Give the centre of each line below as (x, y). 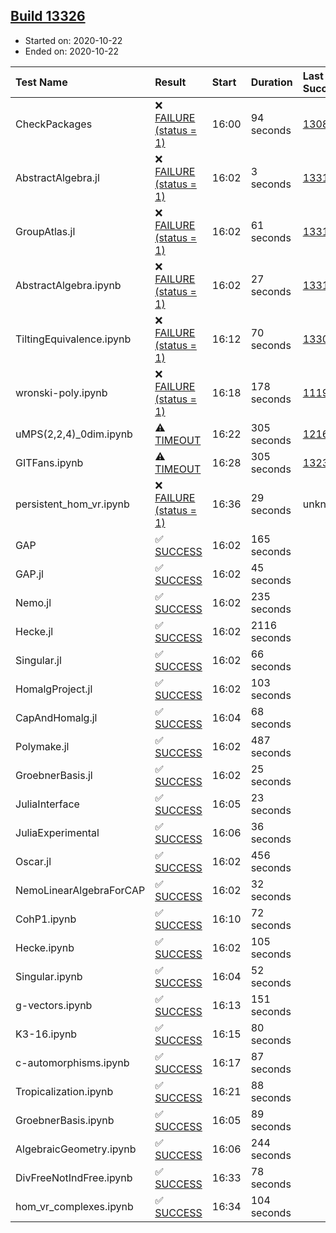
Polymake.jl (42, 746)
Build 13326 (48, 16)
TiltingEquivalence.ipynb (73, 339)
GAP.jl (29, 574)
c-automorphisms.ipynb (72, 1062)
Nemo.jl (33, 602)
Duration (271, 82)
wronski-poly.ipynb (61, 392)
